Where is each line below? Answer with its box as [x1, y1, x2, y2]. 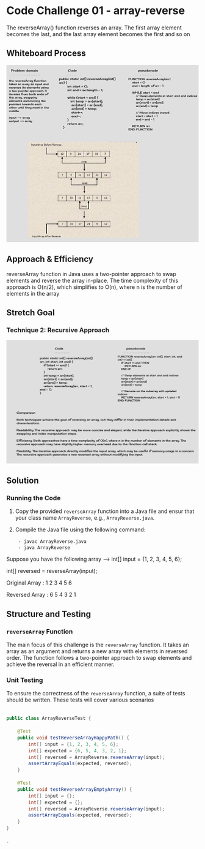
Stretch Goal [6, 307, 55, 318]
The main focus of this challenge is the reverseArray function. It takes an [6, 641, 189, 649]
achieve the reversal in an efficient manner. [6, 660, 115, 668]
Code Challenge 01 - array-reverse [6, 4, 185, 18]
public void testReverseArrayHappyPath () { [17, 735, 130, 741]
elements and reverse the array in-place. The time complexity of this [6, 277, 179, 284]
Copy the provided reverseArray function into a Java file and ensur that [15, 507, 195, 515]
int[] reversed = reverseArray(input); [6, 567, 98, 575]
